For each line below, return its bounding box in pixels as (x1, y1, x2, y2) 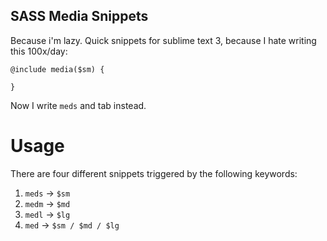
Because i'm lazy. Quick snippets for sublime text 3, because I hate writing (10, 34, 317, 46)
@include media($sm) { (10, 64, 105, 74)
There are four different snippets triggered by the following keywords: (10, 167, 298, 179)
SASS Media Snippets (10, 8, 149, 25)
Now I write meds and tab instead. (10, 99, 147, 111)
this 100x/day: (10, 45, 68, 57)
